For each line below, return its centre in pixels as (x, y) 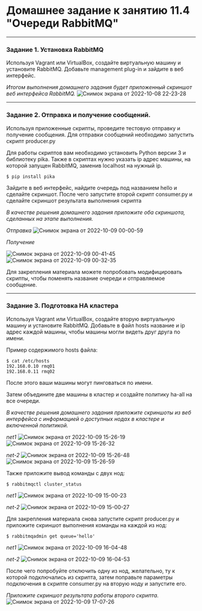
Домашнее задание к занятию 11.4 (98, 11)
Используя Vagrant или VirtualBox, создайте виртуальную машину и (94, 63)
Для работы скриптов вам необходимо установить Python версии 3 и (96, 153)
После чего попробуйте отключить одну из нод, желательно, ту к (91, 571)
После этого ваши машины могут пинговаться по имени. (80, 382)
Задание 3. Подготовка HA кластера (63, 306)
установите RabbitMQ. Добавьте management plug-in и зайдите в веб (95, 69)
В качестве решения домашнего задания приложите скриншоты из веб (99, 412)
